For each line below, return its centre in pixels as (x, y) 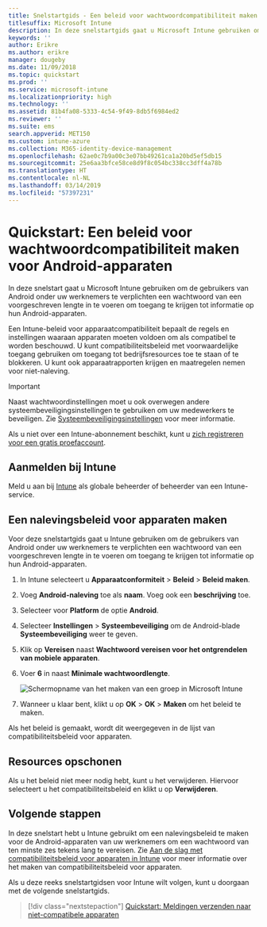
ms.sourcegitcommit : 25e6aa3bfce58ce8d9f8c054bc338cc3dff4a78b (115, 164)
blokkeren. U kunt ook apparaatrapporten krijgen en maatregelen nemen (127, 362)
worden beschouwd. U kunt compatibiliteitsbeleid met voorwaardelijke (123, 346)
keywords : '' (30, 38)
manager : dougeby (37, 60)
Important (24, 386)
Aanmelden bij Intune (62, 467)
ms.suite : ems (32, 126)
